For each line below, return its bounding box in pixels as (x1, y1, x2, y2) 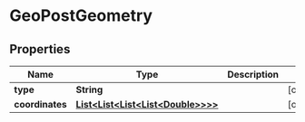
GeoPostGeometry (9, 5, 152, 26)
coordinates (14, 99, 68, 110)
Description (226, 69, 280, 80)
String (75, 83, 103, 96)
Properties (9, 42, 71, 57)
